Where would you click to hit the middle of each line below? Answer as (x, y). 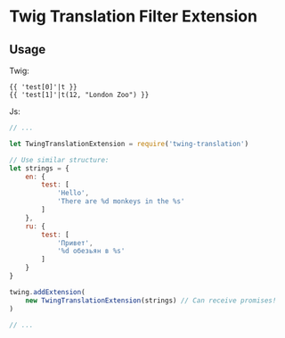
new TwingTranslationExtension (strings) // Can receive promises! (151, 301)
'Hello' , (73, 194)
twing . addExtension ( (48, 292)
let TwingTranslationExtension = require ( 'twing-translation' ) (129, 144)
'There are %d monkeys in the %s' (121, 202)
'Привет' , (75, 243)
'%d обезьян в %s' (91, 251)
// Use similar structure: (59, 160)
